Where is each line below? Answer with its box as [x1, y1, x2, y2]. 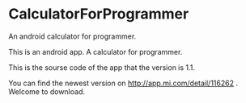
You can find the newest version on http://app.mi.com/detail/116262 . [8, 78, 239, 88]
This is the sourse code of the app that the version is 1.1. [8, 62, 196, 72]
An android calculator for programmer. [8, 31, 137, 41]
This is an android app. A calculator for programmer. [8, 47, 183, 56]
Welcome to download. [8, 86, 85, 97]
